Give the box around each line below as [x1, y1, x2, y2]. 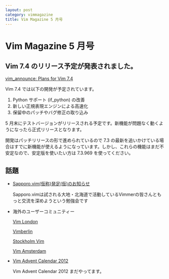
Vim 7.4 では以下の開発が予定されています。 [5, 86, 97, 92]
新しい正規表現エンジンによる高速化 [12, 103, 89, 109]
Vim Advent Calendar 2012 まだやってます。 [12, 268, 105, 274]
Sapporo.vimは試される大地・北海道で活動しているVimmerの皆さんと [12, 191, 157, 197]
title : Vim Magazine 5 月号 [5, 17, 63, 22]
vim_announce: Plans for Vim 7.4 [5, 75, 73, 82]
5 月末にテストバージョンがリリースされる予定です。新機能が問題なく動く [5, 120, 159, 127]
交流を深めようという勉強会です [21, 198, 89, 204]
